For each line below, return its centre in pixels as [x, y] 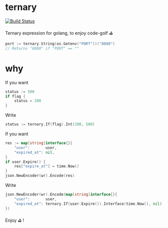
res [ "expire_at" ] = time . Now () [47, 166]
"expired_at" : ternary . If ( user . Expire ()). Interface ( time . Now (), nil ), [89, 204]
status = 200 [28, 101]
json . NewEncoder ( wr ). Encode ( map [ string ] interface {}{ [61, 194]
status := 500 [20, 92]
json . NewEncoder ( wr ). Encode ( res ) [40, 176]
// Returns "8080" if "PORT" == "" [42, 48]
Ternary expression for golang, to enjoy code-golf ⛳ [59, 33]
